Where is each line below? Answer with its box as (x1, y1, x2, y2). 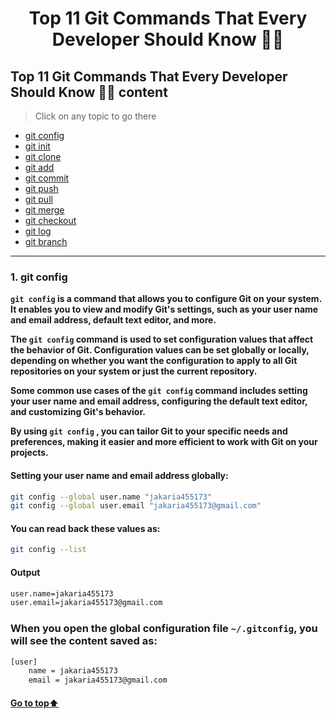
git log (24, 225, 52, 237)
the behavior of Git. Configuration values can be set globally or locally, (10, 344, 310, 356)
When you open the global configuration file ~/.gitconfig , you (10, 622, 318, 636)
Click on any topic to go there (34, 110, 157, 122)
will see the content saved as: (10, 634, 158, 648)
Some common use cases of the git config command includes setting (10, 385, 308, 397)
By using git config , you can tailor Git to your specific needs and (10, 425, 288, 437)
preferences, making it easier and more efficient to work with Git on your (10, 436, 318, 448)
